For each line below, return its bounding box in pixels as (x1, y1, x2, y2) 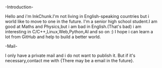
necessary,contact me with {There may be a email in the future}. (5, 58, 134, 63)
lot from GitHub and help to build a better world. (5, 34, 101, 40)
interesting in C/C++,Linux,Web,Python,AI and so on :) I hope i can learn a (5, 29, 153, 34)
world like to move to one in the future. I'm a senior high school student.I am (5, 19, 158, 24)
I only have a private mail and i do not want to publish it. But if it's (5, 53, 136, 58)
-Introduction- (5, 4, 34, 10)
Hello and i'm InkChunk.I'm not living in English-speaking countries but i (5, 14, 149, 19)
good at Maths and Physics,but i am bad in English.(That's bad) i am (5, 24, 142, 29)
